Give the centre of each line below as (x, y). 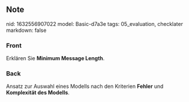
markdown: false (26, 30)
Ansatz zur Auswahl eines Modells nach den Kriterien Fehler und (85, 86)
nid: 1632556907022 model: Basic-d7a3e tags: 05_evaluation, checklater (95, 24)
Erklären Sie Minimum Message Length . (55, 58)
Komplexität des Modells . (38, 93)
